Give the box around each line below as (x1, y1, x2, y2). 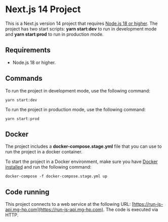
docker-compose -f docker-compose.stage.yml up (5, 174, 108, 179)
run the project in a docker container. (5, 149, 82, 155)
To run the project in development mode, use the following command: (5, 87, 150, 93)
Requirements (5, 46, 51, 54)
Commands (5, 74, 43, 83)
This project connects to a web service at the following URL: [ (5, 201, 134, 207)
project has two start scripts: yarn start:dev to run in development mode (5, 25, 157, 31)
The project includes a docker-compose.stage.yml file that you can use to (5, 143, 162, 149)
